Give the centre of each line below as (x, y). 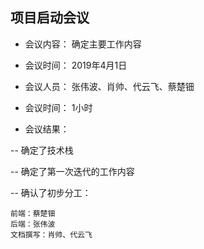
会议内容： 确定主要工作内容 (83, 44)
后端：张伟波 (33, 224)
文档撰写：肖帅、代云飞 (51, 234)
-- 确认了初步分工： (51, 192)
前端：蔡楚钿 (33, 213)
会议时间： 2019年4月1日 (76, 65)
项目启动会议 (50, 18)
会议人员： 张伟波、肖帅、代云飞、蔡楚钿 (109, 86)
